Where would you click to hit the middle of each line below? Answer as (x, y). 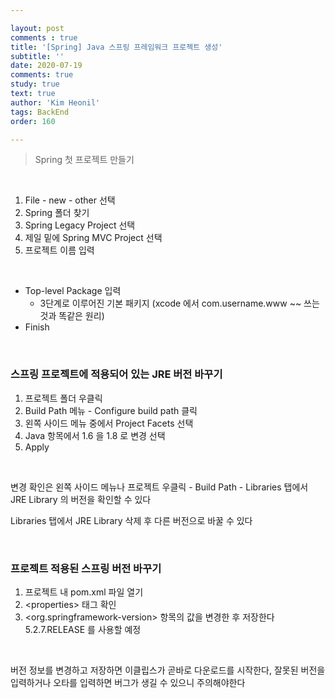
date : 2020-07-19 (46, 66)
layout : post (37, 28)
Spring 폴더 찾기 (57, 213)
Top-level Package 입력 (73, 291)
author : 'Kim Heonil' (55, 102)
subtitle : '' (37, 56)
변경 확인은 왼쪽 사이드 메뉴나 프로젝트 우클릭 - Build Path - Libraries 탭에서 (159, 487)
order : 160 (33, 121)
